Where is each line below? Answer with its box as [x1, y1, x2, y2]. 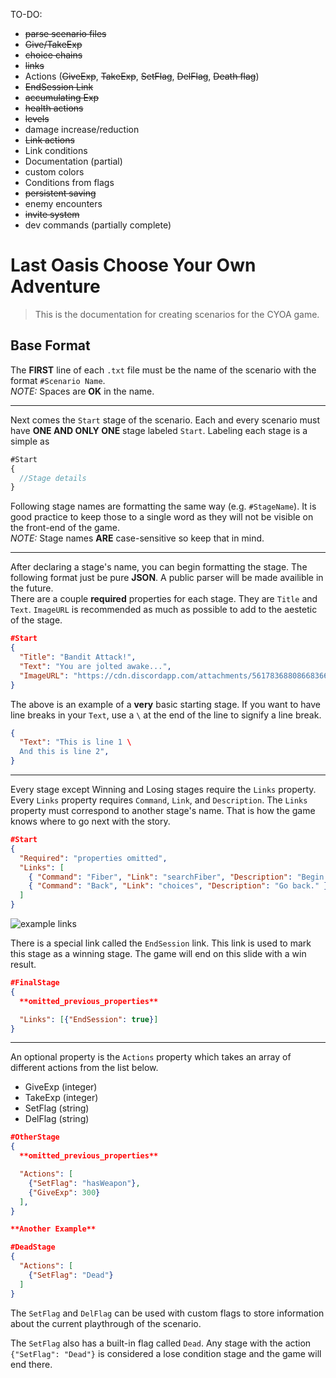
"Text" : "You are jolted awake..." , [19, 661, 172, 671]
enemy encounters [24, 198, 103, 209]
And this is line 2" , [19, 747, 110, 757]
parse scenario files [24, 28, 107, 39]
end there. [10, 1358, 53, 1370]
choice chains [24, 49, 83, 61]
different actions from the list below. [10, 1062, 159, 1074]
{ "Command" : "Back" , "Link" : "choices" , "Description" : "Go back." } [28, 881, 329, 891]
